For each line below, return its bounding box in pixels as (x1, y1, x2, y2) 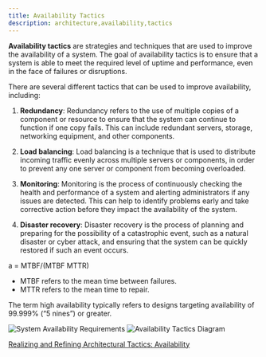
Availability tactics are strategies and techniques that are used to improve (8, 41, 252, 50)
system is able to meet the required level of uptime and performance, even (8, 57, 253, 68)
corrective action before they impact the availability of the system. (19, 204, 237, 214)
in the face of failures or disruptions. (8, 66, 127, 76)
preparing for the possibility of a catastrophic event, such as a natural (19, 228, 248, 237)
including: (8, 90, 41, 100)
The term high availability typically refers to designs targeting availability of (8, 300, 255, 309)
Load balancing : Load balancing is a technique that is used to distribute (19, 147, 256, 156)
